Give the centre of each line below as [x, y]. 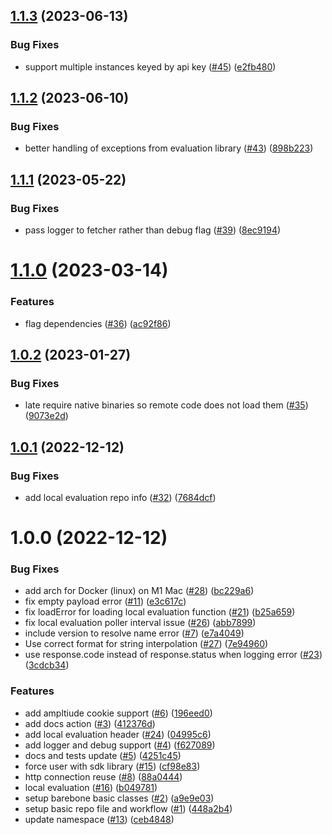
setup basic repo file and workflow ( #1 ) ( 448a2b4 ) [128, 808]
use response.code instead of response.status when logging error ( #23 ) [173, 655]
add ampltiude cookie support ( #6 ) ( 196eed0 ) [118, 713]
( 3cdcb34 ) [47, 665]
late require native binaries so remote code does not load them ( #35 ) [166, 405]
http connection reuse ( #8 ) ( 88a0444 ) [103, 776]
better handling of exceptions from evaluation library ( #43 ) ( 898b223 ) [169, 148]
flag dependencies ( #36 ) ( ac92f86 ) [98, 323]
